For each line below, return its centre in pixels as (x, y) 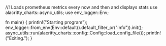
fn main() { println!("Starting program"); (46, 22)
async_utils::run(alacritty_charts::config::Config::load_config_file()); (75, 33)
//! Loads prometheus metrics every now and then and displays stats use (81, 7)
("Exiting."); (17, 38)
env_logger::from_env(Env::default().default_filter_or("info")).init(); (74, 27)
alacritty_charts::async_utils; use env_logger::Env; (57, 12)
